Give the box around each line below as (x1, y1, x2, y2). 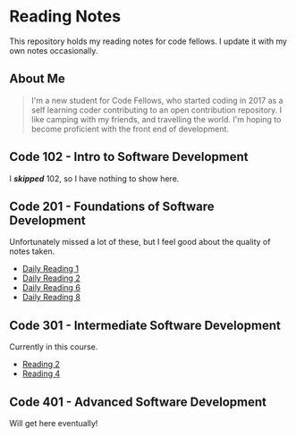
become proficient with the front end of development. (30, 123, 230, 134)
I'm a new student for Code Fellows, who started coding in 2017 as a (30, 95, 283, 105)
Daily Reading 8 (21, 292, 80, 303)
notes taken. (9, 246, 55, 256)
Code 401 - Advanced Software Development (9, 394, 266, 409)
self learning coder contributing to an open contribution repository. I (30, 105, 283, 115)
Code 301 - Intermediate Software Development (9, 317, 282, 332)
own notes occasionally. (9, 45, 98, 55)
